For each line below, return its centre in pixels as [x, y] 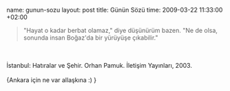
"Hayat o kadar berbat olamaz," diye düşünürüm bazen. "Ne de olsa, [121, 30]
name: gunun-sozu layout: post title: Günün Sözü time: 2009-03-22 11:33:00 [115, 10]
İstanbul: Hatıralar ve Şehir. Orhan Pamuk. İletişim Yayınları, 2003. [99, 65]
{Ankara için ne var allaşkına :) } [52, 80]
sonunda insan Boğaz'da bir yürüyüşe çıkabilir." [91, 38]
